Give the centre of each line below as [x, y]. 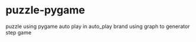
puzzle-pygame [45, 10]
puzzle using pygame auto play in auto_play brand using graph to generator [98, 26]
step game [19, 32]
